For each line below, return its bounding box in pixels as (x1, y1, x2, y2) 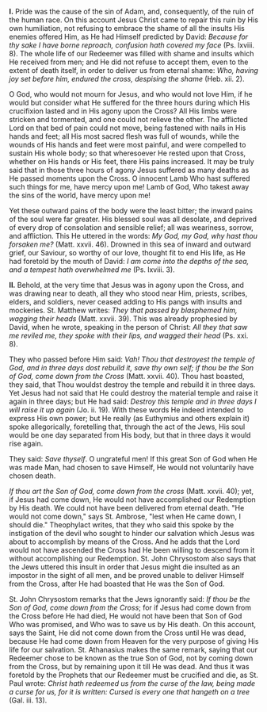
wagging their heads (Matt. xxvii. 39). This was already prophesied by (9, 314, 238, 323)
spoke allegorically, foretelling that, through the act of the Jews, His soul (9, 422, 246, 431)
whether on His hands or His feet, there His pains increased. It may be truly (9, 157, 254, 166)
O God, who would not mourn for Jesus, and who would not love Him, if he (9, 90, 253, 98)
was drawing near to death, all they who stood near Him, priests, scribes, (9, 289, 248, 298)
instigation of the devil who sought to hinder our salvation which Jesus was (9, 529, 255, 538)
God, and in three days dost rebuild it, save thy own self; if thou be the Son (9, 363, 254, 372)
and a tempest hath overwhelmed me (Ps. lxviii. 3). (9, 265, 175, 274)
